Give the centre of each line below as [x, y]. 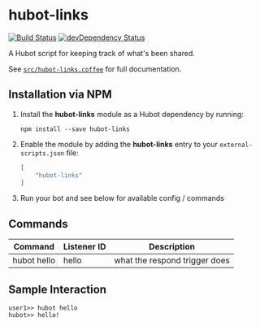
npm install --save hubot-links [75, 129]
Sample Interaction [58, 289]
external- [236, 145]
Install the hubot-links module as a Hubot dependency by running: [132, 114]
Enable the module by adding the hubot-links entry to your [119, 144]
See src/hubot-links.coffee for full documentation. [95, 69]
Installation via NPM [60, 95]
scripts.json [42, 153]
